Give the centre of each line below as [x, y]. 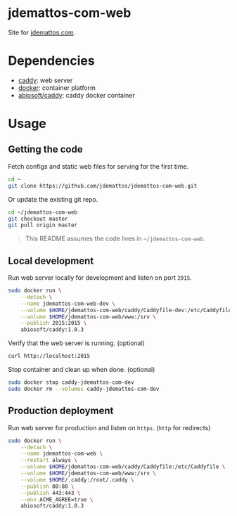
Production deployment [61, 411]
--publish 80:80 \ [47, 486]
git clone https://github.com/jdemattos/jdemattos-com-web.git [103, 186]
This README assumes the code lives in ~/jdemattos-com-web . [115, 239]
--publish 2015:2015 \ [54, 323]
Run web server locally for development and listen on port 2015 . [100, 278]
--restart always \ [49, 460]
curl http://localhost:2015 [49, 356]
